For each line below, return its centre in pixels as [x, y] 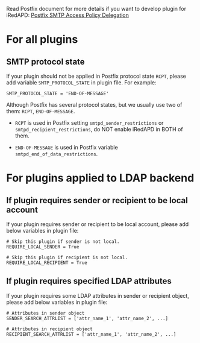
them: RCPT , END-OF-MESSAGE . [41, 111]
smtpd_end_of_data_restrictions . [56, 154]
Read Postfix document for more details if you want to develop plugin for [96, 9]
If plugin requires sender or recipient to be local [97, 200]
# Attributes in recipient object [50, 329]
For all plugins [42, 39]
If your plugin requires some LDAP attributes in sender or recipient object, [98, 295]
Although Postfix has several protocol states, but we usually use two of [94, 105]
